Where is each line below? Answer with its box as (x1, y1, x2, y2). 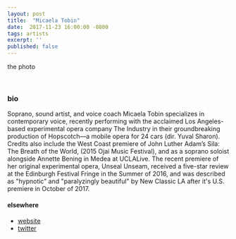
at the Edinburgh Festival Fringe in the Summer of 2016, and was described (7, 170, 225, 178)
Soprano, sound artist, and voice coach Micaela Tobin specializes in (7, 110, 205, 118)
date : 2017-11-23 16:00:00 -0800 (7, 23, 109, 30)
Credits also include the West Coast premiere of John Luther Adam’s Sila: (7, 140, 220, 148)
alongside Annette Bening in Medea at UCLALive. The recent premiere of (7, 154, 219, 163)
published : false (7, 43, 58, 50)
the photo (7, 63, 36, 71)
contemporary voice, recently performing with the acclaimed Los (7, 117, 196, 125)
